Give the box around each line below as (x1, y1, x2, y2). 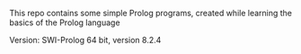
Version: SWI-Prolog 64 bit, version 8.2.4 (9, 35, 162, 45)
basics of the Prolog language (9, 17, 120, 28)
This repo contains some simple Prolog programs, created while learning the (9, 8, 293, 18)
